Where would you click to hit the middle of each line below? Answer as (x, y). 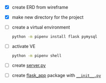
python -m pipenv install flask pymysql (54, 37)
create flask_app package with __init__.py (56, 75)
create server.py (29, 65)
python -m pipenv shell (37, 56)
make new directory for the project (47, 17)
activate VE (23, 46)
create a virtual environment (41, 27)
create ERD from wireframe (40, 7)
